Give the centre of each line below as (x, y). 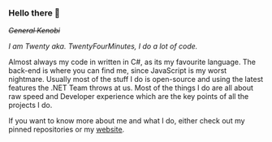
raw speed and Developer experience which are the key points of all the (129, 97)
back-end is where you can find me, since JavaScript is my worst (118, 71)
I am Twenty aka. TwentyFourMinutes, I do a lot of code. (103, 46)
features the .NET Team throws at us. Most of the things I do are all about (131, 88)
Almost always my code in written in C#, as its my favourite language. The (132, 62)
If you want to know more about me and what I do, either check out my (127, 121)
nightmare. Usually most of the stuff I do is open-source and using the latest (136, 80)
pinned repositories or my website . (67, 130)
